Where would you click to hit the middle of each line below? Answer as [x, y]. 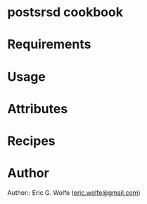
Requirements [49, 45]
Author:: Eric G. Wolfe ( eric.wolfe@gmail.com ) [74, 192]
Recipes [31, 141]
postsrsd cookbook [65, 12]
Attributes [38, 109]
